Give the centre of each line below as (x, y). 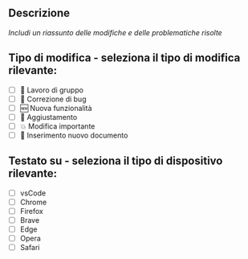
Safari (30, 248)
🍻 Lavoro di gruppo (52, 90)
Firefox (32, 211)
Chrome (33, 202)
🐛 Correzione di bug (53, 99)
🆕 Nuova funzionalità (56, 108)
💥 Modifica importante (57, 126)
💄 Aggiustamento (49, 117)
